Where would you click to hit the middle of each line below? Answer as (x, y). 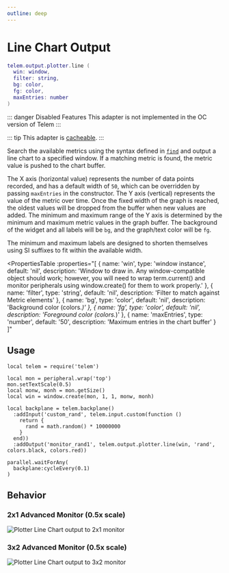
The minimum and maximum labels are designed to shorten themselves (108, 243)
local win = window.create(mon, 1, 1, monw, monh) (81, 396)
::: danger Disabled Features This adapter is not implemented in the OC (107, 117)
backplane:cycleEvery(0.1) (52, 468)
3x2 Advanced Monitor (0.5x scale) (67, 548)
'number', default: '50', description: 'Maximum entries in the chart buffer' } (112, 321)
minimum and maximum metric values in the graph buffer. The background (112, 222)
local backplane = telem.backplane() (61, 409)
